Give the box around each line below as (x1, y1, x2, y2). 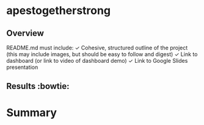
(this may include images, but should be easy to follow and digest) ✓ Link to (6, 51, 198, 58)
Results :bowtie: (6, 81, 70, 91)
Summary (6, 105, 57, 120)
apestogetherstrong (6, 4, 111, 18)
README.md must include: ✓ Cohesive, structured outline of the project (6, 44, 188, 51)
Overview (6, 28, 45, 38)
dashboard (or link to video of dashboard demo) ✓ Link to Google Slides (6, 57, 188, 64)
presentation (6, 63, 38, 71)
